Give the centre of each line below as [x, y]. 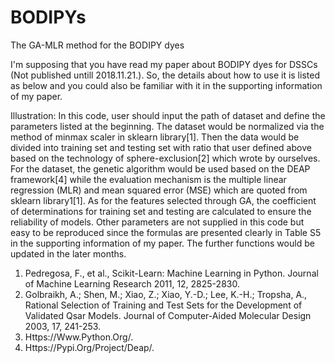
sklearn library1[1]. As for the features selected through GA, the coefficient [163, 200]
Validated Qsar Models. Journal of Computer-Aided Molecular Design [168, 315]
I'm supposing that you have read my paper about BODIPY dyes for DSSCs [164, 64]
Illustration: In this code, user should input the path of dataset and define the [168, 115]
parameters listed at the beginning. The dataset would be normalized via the [167, 126]
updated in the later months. [68, 253]
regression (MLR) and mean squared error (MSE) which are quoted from [159, 190]
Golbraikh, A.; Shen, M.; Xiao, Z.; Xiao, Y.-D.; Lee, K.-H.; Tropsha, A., [166, 294]
